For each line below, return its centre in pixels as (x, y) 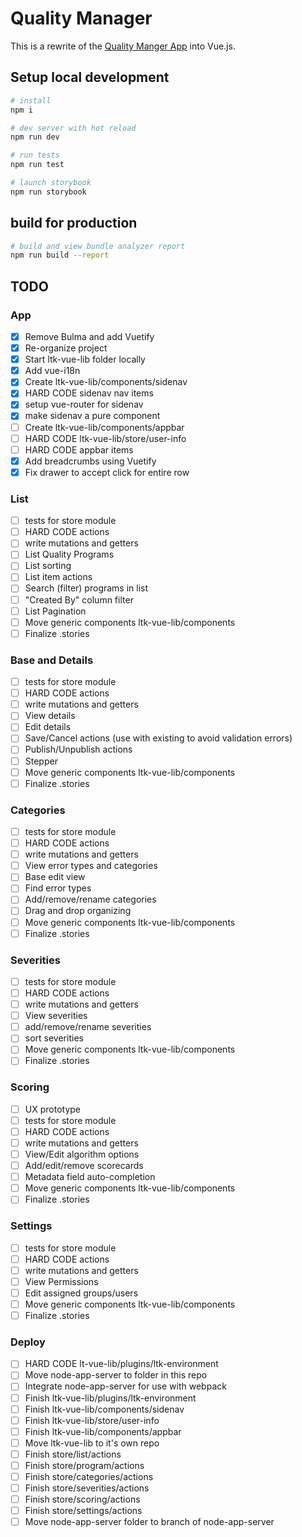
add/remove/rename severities (88, 1027)
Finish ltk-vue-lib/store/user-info (92, 1420)
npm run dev (35, 137)
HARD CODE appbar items (79, 449)
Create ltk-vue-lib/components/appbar (104, 427)
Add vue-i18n (52, 371)
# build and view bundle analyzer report (98, 246)
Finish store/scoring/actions (82, 1499)
